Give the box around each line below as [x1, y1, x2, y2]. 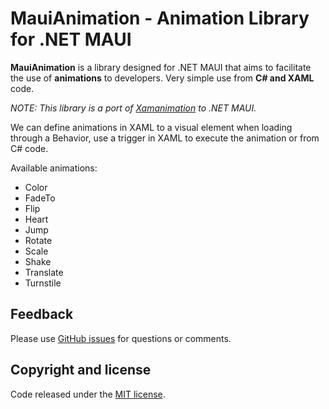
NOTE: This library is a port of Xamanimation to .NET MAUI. [10, 102, 257, 114]
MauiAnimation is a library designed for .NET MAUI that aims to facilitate [10, 61, 312, 73]
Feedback [10, 306, 74, 323]
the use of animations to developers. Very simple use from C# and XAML [10, 72, 315, 84]
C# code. [10, 142, 49, 154]
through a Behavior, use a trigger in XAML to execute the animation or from [10, 132, 320, 144]
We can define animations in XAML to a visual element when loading [10, 121, 293, 133]
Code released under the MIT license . [10, 388, 166, 400]
